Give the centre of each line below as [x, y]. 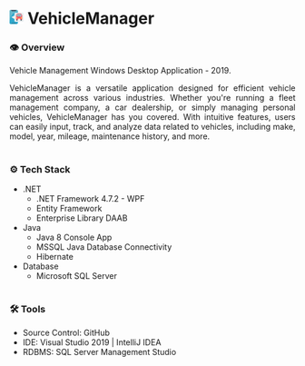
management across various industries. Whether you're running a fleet [152, 98]
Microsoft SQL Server [77, 276]
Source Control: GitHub [66, 332]
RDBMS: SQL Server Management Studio [99, 351]
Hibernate [55, 257]
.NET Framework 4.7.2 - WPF [90, 199]
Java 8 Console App [74, 237]
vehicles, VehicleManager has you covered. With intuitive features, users [152, 117]
